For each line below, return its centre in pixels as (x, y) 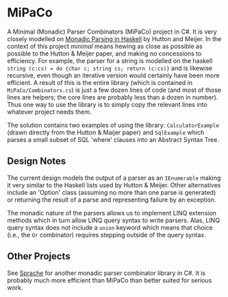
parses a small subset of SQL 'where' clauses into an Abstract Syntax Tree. (113, 139)
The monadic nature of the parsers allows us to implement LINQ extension (112, 213)
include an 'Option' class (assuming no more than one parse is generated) (112, 192)
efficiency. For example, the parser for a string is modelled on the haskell (110, 60)
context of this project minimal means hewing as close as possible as (105, 46)
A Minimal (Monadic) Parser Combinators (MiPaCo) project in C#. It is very (112, 32)
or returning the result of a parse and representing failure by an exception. (112, 200)
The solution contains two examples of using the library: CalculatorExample (113, 125)
